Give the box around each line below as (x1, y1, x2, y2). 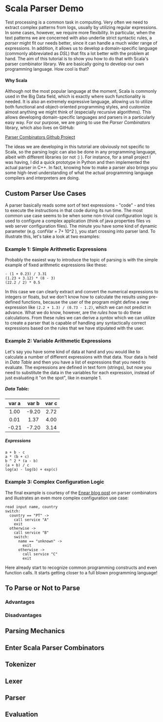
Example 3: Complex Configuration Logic (5, 479, 104, 486)
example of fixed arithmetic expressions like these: (5, 262, 107, 268)
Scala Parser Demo (5, 3, 84, 14)
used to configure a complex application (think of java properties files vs (5, 218, 151, 224)
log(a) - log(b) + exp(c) (5, 467, 58, 472)
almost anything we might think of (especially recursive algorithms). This (5, 109, 151, 115)
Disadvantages (5, 612, 42, 619)
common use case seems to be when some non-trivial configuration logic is (5, 212, 158, 218)
